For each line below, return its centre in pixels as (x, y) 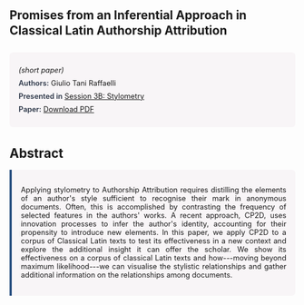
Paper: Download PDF (57, 109)
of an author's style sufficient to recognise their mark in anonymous (154, 198)
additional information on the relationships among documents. (127, 275)
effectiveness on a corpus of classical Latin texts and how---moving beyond (154, 258)
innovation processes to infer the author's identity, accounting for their (154, 224)
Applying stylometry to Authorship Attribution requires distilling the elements (154, 190)
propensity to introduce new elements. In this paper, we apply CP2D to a (154, 233)
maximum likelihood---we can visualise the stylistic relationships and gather (154, 266)
